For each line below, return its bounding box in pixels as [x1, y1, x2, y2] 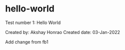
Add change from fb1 [5, 38, 48, 45]
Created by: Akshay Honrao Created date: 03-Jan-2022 [5, 29, 120, 35]
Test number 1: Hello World [5, 19, 61, 25]
